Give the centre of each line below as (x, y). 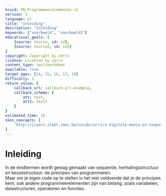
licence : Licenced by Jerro (34, 60)
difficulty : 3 (20, 79)
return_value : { (22, 83)
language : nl (19, 19)
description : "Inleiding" (32, 28)
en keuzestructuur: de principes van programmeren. (58, 173)
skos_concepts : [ (23, 120)
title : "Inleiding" (25, 24)
